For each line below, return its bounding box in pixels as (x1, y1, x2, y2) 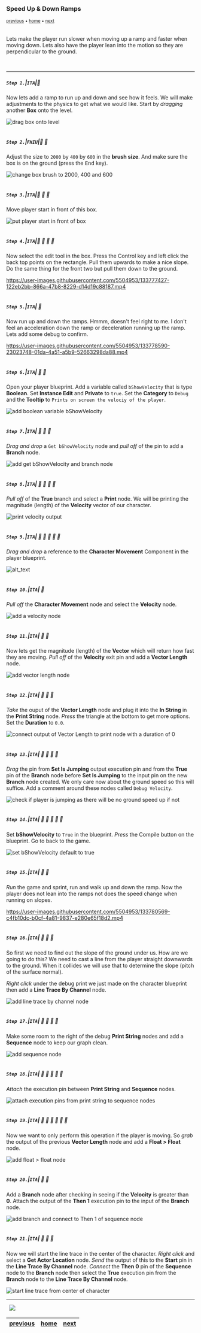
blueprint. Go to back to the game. (6, 837, 91, 844)
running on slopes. (6, 896, 53, 904)
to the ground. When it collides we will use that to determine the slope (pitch (6, 962, 194, 969)
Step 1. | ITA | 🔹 (6, 78, 41, 86)
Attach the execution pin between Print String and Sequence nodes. (6, 1085, 176, 1092)
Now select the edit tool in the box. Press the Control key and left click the (6, 252, 188, 260)
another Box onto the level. (6, 107, 73, 114)
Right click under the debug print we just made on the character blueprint (6, 980, 187, 987)
